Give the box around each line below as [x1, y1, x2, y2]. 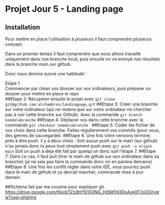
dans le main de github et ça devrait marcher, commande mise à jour [5, 169, 144, 175]
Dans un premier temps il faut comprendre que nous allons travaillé [5, 51, 141, 57]
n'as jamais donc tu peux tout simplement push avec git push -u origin [5, 143, 152, 148]
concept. [5, 41, 24, 47]
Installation [5, 23, 40, 31]
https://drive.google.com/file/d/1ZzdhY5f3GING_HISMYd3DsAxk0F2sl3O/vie [5, 189, 160, 195]
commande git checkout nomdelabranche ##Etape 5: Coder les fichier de [5, 122, 155, 128]
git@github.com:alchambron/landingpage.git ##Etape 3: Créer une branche [5, 101, 158, 107]
